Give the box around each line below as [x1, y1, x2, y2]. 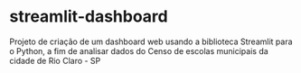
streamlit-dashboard [9, 6, 169, 27]
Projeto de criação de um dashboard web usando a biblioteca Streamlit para [9, 36, 293, 47]
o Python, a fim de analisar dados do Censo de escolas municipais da [9, 45, 268, 56]
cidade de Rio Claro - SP [9, 55, 101, 66]
